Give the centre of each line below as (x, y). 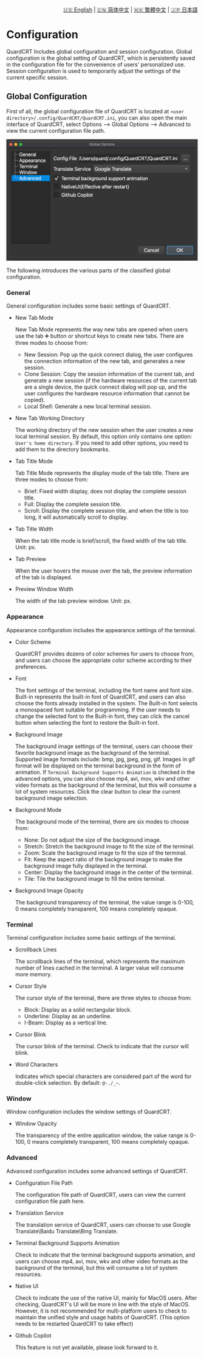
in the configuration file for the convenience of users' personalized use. (96, 64)
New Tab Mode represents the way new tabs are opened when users (101, 330)
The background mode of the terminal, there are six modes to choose (102, 822)
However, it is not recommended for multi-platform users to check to (101, 1311)
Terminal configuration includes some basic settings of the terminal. (91, 938)
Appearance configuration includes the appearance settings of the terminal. (101, 630)
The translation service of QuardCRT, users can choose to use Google (103, 1225)
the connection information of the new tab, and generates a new (104, 361)
